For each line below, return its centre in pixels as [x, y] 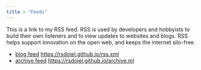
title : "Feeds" [27, 12]
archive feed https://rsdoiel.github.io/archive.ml [75, 60]
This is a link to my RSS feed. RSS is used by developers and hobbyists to [98, 29]
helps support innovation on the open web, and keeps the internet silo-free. [101, 42]
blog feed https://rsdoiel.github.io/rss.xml [67, 54]
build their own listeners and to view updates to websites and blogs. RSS [97, 36]
